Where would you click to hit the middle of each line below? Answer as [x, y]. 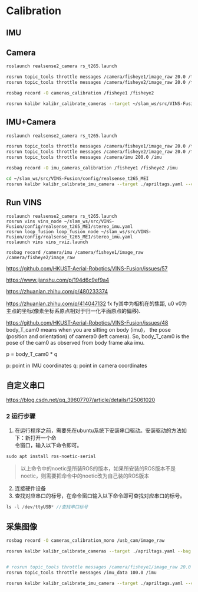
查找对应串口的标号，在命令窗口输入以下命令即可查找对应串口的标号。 [100, 495]
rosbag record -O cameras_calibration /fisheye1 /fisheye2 [80, 93]
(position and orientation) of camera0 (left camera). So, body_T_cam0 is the [98, 336]
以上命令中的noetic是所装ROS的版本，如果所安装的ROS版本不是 [98, 468]
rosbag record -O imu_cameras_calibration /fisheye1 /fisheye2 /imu [92, 168]
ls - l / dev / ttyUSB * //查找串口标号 [47, 507]
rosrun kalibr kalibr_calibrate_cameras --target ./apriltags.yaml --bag [99, 551]
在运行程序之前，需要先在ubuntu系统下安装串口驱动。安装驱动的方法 [98, 430]
